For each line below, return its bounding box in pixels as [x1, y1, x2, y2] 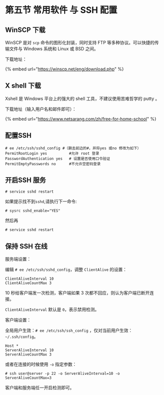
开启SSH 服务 [5, 176, 46, 185]
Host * [5, 343, 19, 349]
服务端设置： [5, 256, 31, 262]
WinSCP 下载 [5, 26, 46, 34]
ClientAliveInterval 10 [5, 276, 54, 281]
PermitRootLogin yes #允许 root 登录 [5, 151, 99, 156]
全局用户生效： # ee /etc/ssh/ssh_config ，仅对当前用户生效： [5, 328, 133, 333]
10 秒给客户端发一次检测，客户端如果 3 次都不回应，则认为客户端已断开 [5, 290, 150, 296]
